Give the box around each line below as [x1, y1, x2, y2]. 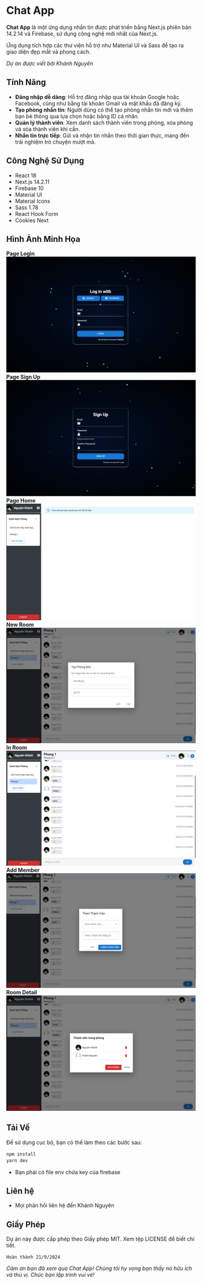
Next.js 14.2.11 [14, 178, 50, 185]
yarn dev [6, 1157, 28, 1163]
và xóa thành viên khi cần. [14, 125, 80, 133]
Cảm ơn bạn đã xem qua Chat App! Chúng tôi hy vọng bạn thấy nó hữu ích [6, 1265, 192, 1272]
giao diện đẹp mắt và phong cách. [6, 48, 91, 55]
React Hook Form [14, 210, 58, 217]
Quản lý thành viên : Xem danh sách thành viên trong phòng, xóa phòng [14, 119, 194, 126]
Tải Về [6, 1123, 30, 1133]
